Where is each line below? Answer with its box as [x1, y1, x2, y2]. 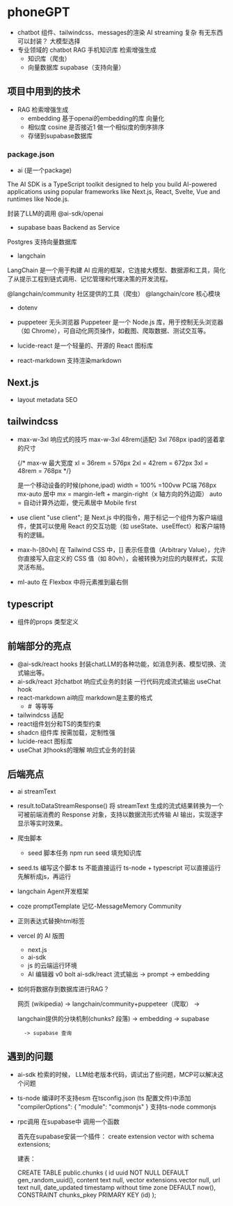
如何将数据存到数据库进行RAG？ [17, 985, 110, 993]
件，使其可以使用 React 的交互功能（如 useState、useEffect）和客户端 [17, 521, 220, 530]
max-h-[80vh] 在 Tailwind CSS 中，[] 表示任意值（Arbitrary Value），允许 [17, 545, 226, 553]
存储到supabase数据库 [27, 131, 93, 140]
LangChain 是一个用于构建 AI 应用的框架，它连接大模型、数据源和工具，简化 [7, 266, 226, 274]
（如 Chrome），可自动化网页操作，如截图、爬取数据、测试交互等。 [17, 327, 210, 335]
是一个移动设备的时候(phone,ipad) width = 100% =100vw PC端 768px [17, 481, 217, 489]
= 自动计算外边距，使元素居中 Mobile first [17, 498, 137, 507]
